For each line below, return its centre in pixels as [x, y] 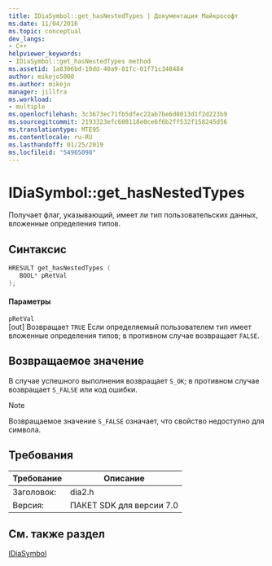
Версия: [29, 505]
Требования [41, 456]
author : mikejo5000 [42, 77]
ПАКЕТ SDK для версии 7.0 [124, 505]
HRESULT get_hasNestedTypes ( [60, 268]
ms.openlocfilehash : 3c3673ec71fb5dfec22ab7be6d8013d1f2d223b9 [118, 115]
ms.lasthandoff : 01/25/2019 [56, 145]
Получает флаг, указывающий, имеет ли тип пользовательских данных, [133, 215]
